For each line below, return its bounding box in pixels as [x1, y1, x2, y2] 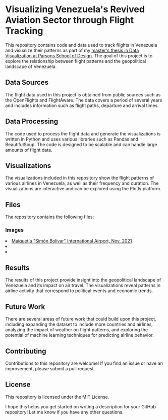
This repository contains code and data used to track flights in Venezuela [5, 42, 157, 48]
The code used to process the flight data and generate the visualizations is [5, 130, 161, 136]
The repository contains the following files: [5, 214, 94, 220]
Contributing [5, 346, 46, 356]
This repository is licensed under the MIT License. [5, 394, 109, 400]
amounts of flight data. [5, 147, 52, 153]
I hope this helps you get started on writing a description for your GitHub [5, 403, 156, 409]
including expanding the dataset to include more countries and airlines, [5, 321, 153, 328]
